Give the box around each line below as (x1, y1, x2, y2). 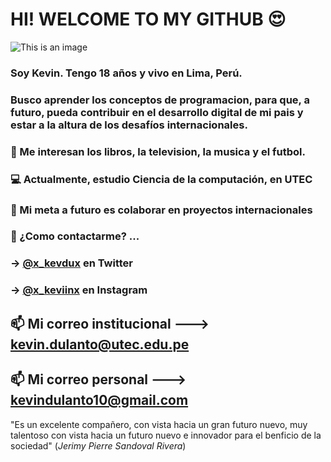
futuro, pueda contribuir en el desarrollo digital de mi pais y (10, 105, 304, 119)
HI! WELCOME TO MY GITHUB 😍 (10, 8, 287, 31)
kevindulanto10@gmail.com (10, 392, 189, 409)
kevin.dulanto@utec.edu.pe (10, 336, 190, 353)
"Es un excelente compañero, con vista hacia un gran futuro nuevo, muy (10, 418, 308, 430)
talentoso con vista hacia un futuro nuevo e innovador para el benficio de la (10, 429, 322, 441)
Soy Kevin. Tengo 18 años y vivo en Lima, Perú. (10, 66, 243, 80)
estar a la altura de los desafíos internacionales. (10, 118, 248, 132)
